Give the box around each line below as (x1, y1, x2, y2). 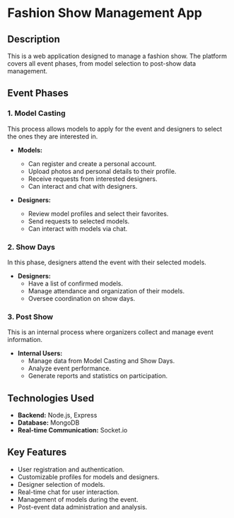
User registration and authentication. (17, 465, 125, 473)
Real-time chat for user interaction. (17, 488, 120, 496)
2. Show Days (7, 242, 55, 252)
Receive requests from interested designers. (28, 175, 158, 183)
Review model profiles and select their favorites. (28, 209, 169, 218)
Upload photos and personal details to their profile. (28, 167, 177, 175)
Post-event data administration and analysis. (17, 502, 148, 511)
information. (7, 336, 43, 344)
